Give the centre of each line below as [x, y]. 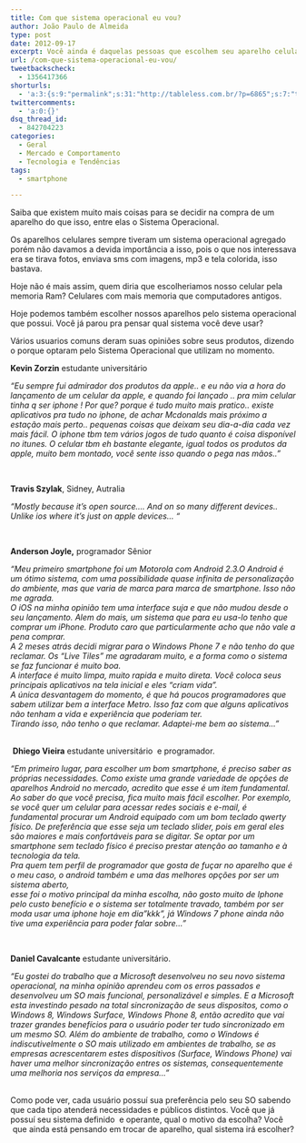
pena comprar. [38, 637]
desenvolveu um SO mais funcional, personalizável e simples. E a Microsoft [152, 996]
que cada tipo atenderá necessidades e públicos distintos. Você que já [143, 1110]
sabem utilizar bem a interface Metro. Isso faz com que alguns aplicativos [150, 704]
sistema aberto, [40, 885]
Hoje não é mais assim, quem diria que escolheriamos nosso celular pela [147, 287]
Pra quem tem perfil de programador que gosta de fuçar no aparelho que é [152, 865]
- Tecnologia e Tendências [69, 162]
